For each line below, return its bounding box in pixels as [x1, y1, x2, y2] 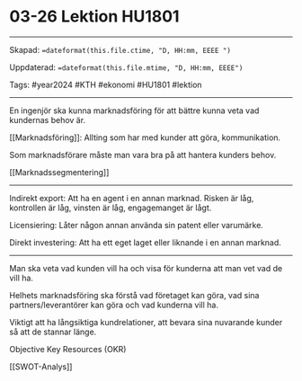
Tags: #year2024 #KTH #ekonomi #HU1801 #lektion [9, 79, 202, 90]
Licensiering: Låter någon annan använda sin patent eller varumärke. [9, 219, 263, 230]
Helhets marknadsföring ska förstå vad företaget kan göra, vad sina [9, 289, 260, 300]
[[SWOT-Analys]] [9, 361, 73, 372]
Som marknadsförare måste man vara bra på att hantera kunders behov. [9, 149, 277, 160]
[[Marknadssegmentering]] [9, 166, 110, 177]
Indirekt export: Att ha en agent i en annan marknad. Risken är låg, [9, 192, 254, 203]
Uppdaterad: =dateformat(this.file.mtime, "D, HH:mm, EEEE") [9, 61, 244, 73]
